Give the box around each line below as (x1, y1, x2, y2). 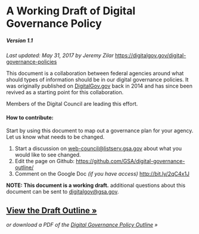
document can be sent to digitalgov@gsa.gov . (6, 188, 119, 195)
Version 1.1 (6, 37, 33, 44)
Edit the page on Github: (14, 158, 75, 165)
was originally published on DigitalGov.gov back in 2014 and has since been (6, 82, 192, 90)
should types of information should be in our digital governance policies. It (6, 76, 189, 83)
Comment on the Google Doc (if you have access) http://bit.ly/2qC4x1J (14, 170, 189, 177)
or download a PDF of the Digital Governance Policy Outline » (6, 221, 158, 229)
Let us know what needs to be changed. (6, 133, 105, 141)
